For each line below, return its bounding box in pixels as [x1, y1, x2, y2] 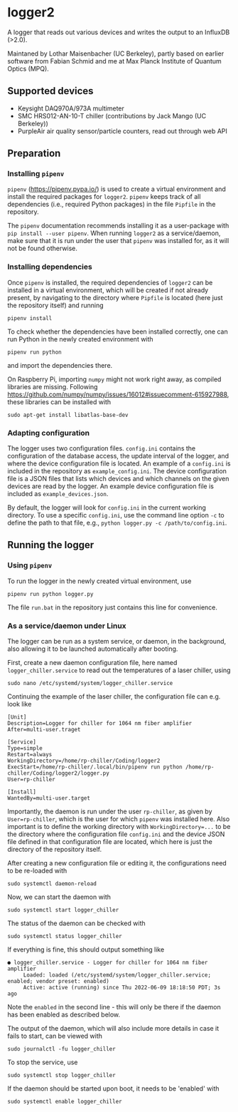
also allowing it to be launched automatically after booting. [7, 644, 178, 653]
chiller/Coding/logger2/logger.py [7, 770, 110, 777]
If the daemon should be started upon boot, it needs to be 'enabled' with [7, 1084, 220, 1093]
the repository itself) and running [7, 301, 104, 309]
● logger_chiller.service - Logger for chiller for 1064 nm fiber [7, 959, 208, 967]
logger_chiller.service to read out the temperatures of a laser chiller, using [7, 666, 231, 674]
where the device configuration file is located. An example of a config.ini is [7, 459, 231, 468]
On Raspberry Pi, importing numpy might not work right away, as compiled [7, 375, 222, 383]
